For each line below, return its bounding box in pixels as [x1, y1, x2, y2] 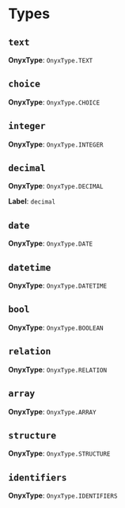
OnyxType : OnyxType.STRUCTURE [8, 449, 111, 458]
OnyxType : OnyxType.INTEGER [8, 139, 104, 149]
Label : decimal [8, 197, 56, 206]
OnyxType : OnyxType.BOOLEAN [8, 323, 104, 332]
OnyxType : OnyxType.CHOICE [8, 97, 100, 107]
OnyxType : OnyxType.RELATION [8, 365, 108, 374]
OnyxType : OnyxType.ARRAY [8, 407, 97, 416]
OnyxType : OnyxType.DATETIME [8, 281, 108, 290]
